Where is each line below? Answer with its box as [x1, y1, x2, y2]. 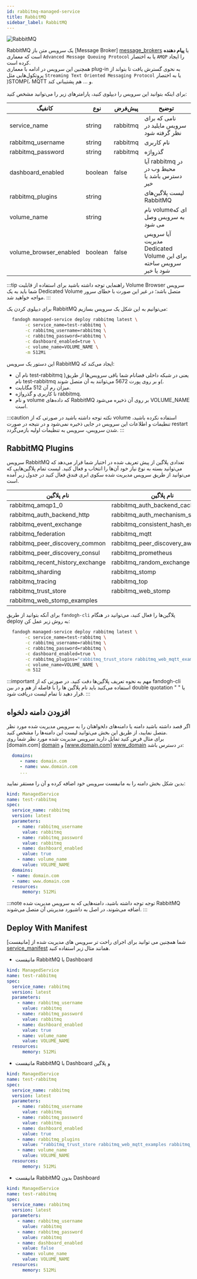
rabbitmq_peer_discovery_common [9, 540, 106, 548]
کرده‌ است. [6, 59, 31, 66]
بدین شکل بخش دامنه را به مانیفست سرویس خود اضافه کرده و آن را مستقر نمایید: [6, 780, 186, 787]
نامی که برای [144, 114, 176, 122]
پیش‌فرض [114, 104, 139, 112]
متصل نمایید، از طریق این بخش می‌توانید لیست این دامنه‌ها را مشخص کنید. [6, 729, 168, 736]
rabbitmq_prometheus [111, 549, 172, 557]
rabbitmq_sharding [9, 568, 61, 576]
